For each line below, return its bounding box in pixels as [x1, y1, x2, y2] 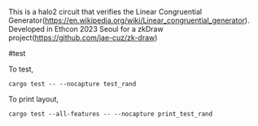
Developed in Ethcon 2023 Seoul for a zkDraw [8, 24, 164, 33]
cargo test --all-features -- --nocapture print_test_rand [8, 110, 213, 118]
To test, [8, 64, 34, 74]
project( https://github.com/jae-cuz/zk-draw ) [8, 33, 158, 42]
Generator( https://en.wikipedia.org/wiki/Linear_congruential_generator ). [8, 15, 250, 25]
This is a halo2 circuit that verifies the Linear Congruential [8, 7, 203, 16]
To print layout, [8, 94, 59, 104]
